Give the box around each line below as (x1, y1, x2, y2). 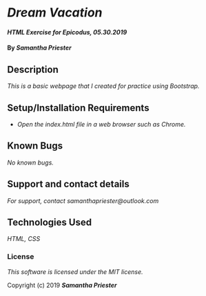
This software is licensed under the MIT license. (7, 267, 143, 276)
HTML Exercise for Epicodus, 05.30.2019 (7, 28, 127, 36)
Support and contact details (7, 178, 130, 190)
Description (7, 63, 59, 75)
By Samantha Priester (7, 43, 72, 52)
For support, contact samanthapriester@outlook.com (7, 196, 159, 204)
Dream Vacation (7, 5, 103, 21)
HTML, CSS (7, 235, 41, 243)
